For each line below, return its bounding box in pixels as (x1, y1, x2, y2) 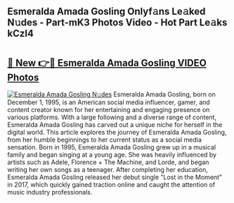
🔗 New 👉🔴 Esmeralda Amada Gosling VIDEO (7, 56, 207, 69)
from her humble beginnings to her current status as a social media (7, 135, 202, 144)
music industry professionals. (7, 188, 93, 196)
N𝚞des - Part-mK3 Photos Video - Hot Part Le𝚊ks (7, 17, 228, 29)
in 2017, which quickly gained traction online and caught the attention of (7, 180, 216, 189)
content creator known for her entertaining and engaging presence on (7, 106, 210, 113)
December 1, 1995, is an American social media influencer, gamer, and (7, 98, 211, 106)
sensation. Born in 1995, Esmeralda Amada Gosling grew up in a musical (7, 143, 216, 151)
